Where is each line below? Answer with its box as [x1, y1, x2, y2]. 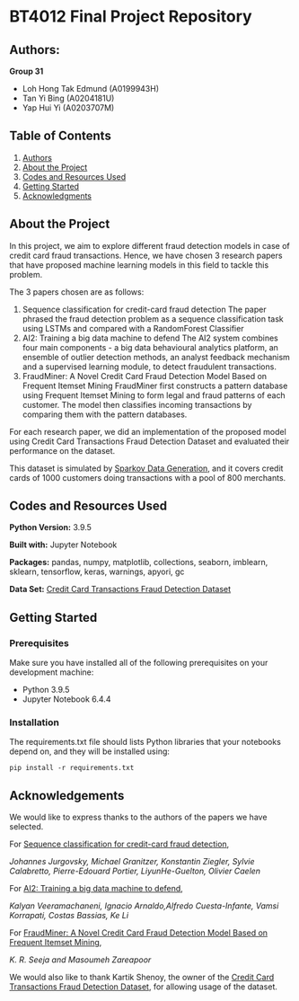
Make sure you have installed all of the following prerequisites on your [9, 658, 268, 669]
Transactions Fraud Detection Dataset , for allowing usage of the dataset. [9, 981, 278, 992]
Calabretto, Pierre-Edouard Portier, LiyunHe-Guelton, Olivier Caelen [9, 865, 261, 877]
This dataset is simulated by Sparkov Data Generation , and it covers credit [9, 463, 284, 474]
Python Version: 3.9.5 [9, 522, 92, 533]
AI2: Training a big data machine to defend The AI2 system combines [22, 332, 278, 343]
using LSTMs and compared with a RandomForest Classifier [22, 323, 244, 333]
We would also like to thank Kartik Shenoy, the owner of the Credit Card [9, 972, 275, 983]
